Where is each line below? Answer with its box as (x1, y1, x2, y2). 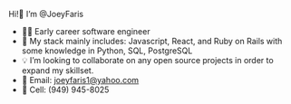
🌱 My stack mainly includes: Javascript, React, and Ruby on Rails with (21, 36, 283, 46)
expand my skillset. (21, 65, 94, 76)
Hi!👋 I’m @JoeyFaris (8, 9, 83, 19)
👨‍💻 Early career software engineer (21, 26, 150, 36)
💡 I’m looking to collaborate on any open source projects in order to (21, 55, 274, 65)
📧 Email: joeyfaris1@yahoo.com (21, 75, 140, 85)
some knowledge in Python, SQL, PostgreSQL (21, 45, 193, 56)
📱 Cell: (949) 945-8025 (21, 84, 110, 95)
